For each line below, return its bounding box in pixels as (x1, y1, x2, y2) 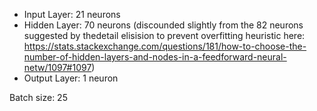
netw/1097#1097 (23, 62, 92, 73)
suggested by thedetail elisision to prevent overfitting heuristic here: (23, 30, 306, 41)
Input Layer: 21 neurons (23, 9, 121, 20)
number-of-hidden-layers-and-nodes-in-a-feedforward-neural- (23, 51, 287, 63)
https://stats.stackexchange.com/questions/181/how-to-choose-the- (23, 40, 307, 52)
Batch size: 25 (9, 92, 68, 103)
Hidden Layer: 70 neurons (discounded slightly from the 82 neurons (23, 19, 304, 31)
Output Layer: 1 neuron (23, 72, 119, 84)
